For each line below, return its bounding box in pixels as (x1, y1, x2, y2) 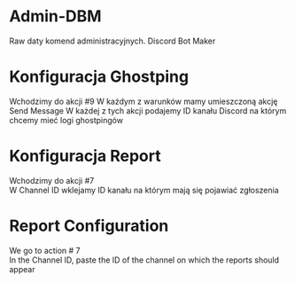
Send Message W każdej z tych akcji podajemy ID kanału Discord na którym (9, 105, 287, 116)
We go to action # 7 (9, 245, 82, 255)
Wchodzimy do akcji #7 (9, 175, 95, 185)
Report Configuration (9, 216, 169, 236)
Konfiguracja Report (9, 146, 161, 166)
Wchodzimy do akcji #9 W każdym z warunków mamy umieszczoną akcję (9, 96, 278, 106)
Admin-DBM (9, 6, 102, 27)
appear (9, 263, 35, 274)
